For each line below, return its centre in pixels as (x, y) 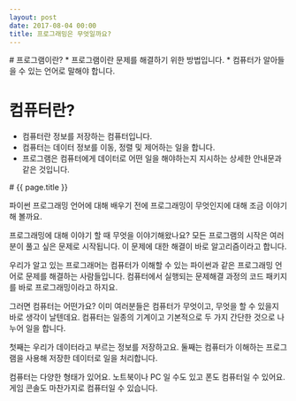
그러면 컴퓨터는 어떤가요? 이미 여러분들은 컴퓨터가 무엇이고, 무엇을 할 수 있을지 (144, 306)
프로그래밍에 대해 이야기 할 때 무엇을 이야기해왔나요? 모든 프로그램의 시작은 (138, 235)
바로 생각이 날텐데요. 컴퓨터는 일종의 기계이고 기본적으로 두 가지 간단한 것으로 (142, 317)
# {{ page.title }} (39, 188)
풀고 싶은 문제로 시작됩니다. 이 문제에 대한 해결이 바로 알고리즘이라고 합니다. (156, 247)
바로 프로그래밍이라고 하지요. (68, 288)
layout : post (33, 17)
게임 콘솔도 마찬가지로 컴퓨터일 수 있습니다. (83, 388)
